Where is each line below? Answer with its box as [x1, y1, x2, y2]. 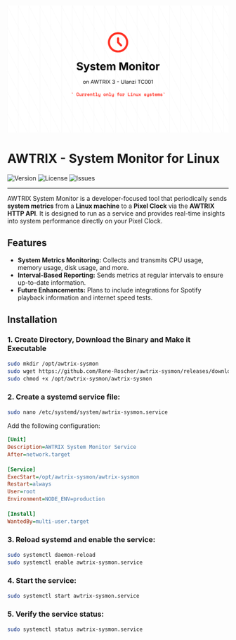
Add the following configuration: [7, 421, 100, 430]
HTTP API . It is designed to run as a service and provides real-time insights [7, 209, 225, 217]
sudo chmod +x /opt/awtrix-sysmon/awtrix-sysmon [7, 376, 152, 383]
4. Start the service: [7, 575, 77, 585]
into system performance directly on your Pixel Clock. [7, 216, 163, 225]
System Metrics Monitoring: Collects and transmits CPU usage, [17, 256, 204, 264]
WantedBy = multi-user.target [7, 517, 90, 525]
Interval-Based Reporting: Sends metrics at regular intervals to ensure [17, 271, 223, 279]
